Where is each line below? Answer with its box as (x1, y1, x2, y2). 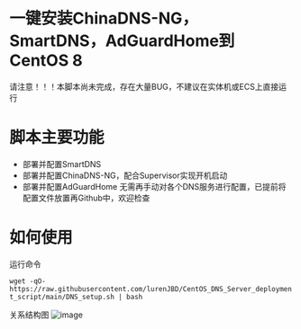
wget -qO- (9, 276, 47, 286)
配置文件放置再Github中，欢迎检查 (22, 192, 150, 203)
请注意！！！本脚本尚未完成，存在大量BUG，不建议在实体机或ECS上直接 (9, 81, 279, 92)
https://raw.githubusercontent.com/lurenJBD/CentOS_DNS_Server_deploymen (9, 284, 293, 293)
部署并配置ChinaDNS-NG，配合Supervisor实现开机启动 (22, 170, 228, 181)
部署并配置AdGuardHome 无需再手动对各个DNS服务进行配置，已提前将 (22, 181, 287, 191)
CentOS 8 (9, 50, 83, 71)
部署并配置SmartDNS (22, 158, 102, 169)
